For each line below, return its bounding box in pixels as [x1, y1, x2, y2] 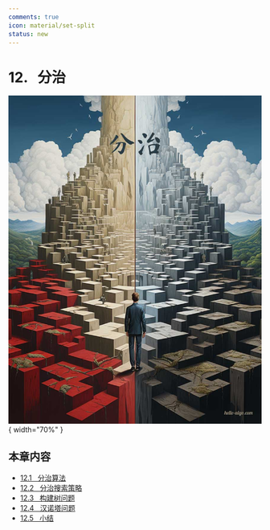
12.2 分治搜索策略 [19, 483, 83, 492]
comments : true [8, 13, 59, 21]
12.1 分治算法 [19, 473, 67, 483]
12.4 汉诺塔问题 [19, 503, 76, 512]
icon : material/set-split [8, 21, 95, 30]
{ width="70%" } [8, 425, 63, 434]
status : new [8, 30, 48, 38]
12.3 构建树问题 [19, 493, 76, 503]
